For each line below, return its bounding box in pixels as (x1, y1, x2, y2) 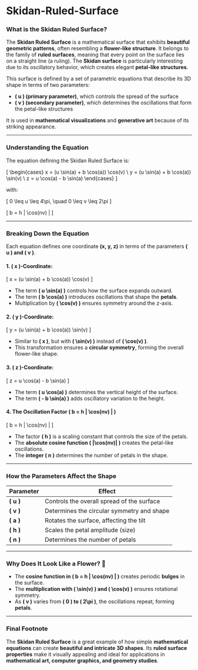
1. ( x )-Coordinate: (6, 262, 53, 269)
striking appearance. (6, 123, 57, 131)
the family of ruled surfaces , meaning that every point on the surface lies (6, 51, 184, 58)
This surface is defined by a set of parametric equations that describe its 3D (6, 75, 192, 82)
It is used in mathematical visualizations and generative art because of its (6, 117, 189, 124)
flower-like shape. (14, 350, 59, 357)
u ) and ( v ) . (6, 249, 36, 256)
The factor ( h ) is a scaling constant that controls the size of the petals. (14, 432, 189, 440)
